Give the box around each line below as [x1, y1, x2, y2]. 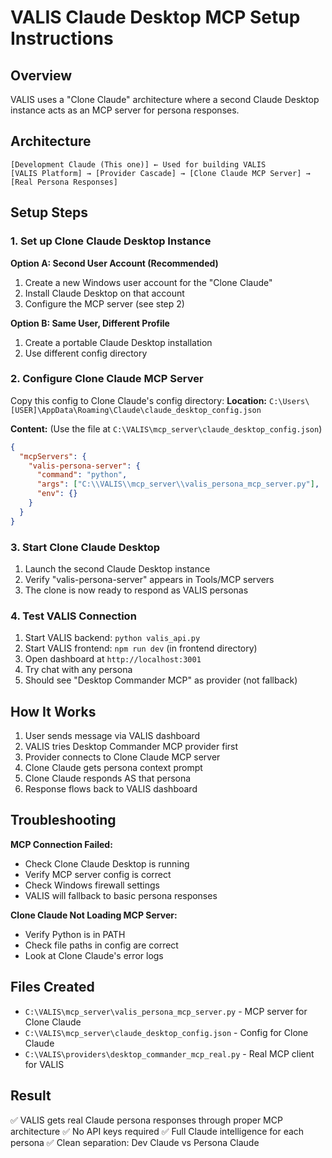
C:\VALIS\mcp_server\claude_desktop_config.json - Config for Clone [24, 1026, 309, 1038]
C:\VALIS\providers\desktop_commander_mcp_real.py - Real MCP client [24, 1047, 315, 1060]
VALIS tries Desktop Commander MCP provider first [24, 741, 239, 753]
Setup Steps [10, 204, 88, 221]
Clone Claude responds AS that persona [24, 772, 192, 785]
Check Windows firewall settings [24, 879, 160, 891]
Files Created [10, 979, 95, 996]
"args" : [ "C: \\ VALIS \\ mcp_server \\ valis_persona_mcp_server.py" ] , [36, 479, 320, 490]
